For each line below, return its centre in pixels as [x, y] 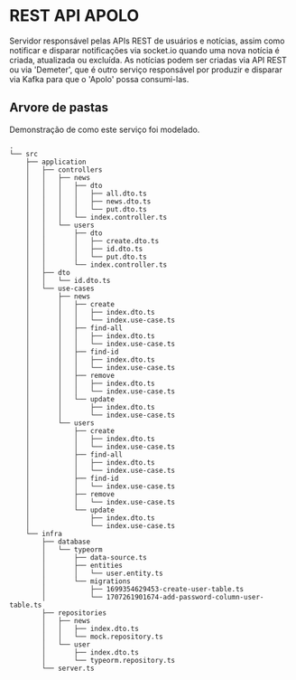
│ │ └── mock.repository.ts [103, 637]
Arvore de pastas [59, 108]
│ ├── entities [83, 565]
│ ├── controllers [64, 170]
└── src [24, 154]
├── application [56, 162]
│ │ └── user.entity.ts [103, 573]
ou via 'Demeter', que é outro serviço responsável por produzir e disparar [146, 70]
